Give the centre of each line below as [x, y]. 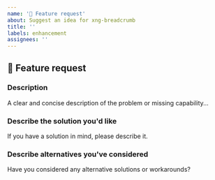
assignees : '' [28, 40]
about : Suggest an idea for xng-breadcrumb [72, 20]
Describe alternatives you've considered [78, 154]
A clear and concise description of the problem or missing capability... [108, 103]
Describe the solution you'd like [62, 121]
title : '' [22, 27]
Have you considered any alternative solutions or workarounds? [99, 170]
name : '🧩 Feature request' [46, 14]
